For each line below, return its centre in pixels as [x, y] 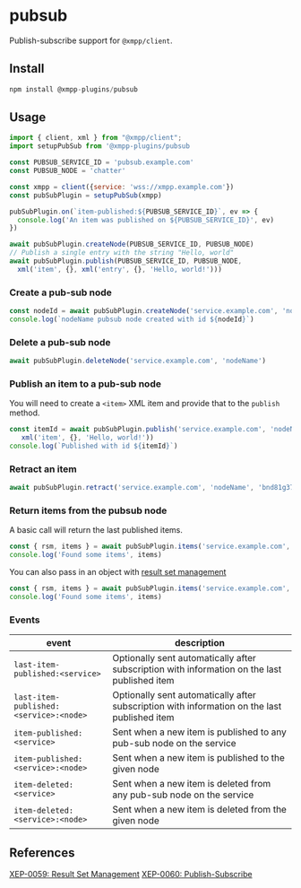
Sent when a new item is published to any [199, 732]
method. [25, 413]
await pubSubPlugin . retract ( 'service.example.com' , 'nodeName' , [132, 488]
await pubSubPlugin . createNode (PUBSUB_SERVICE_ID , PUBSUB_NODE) [132, 244]
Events [25, 620]
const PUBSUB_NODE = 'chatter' [68, 171]
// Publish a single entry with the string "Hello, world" [122, 253]
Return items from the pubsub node [88, 510]
